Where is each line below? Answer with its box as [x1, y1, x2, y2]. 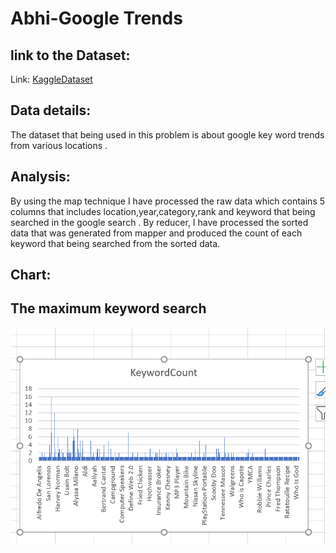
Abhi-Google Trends [10, 7, 183, 30]
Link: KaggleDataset [10, 73, 93, 85]
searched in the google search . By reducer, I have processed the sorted [10, 216, 309, 228]
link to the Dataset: [10, 47, 131, 64]
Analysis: [10, 168, 71, 186]
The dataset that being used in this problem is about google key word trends [10, 128, 325, 141]
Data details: [10, 102, 92, 119]
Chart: [10, 267, 52, 284]
